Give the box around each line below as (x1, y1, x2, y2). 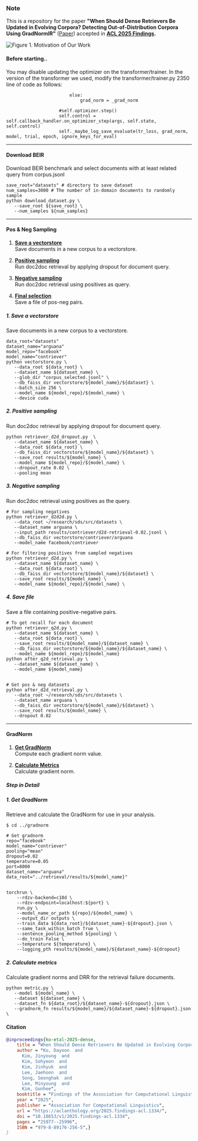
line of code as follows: (6, 81, 62, 88)
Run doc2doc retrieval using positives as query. (14, 280, 131, 287)
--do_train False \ (16, 936, 65, 942)
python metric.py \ (6, 985, 54, 991)
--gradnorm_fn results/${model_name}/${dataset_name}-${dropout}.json (14, 1006, 192, 1012)
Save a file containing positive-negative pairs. (6, 608, 117, 615)
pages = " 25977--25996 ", (16, 1119, 78, 1125)
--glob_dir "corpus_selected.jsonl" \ (14, 374, 110, 380)
